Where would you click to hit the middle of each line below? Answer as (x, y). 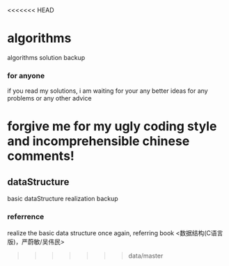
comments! (41, 156)
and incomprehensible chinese (98, 141)
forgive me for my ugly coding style (112, 127)
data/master (146, 256)
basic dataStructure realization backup (63, 199)
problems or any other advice (49, 98)
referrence (26, 217)
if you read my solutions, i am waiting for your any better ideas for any (108, 91)
